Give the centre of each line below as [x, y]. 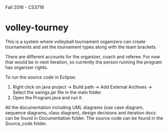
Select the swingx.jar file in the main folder [57, 92]
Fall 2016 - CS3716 [25, 7]
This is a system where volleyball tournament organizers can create [75, 41]
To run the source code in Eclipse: [41, 77]
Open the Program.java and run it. [48, 97]
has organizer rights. [27, 67]
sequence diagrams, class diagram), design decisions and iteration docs [80, 112]
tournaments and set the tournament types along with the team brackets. [81, 47]
